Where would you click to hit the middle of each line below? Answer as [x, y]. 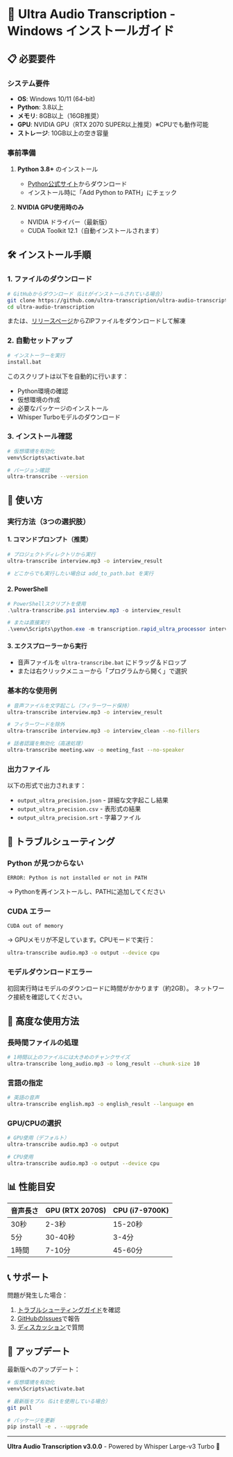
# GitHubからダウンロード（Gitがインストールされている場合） [86, 294]
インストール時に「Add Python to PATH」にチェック [102, 193]
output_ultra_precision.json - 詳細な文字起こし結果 [93, 800]
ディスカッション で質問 [51, 1327]
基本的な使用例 [32, 691]
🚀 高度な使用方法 [43, 1021]
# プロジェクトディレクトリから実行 [51, 554]
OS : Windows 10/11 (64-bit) [56, 98]
